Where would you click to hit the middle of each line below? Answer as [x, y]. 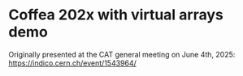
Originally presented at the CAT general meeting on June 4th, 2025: [122, 54]
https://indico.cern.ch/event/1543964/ [72, 63]
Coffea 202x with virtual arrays [116, 15]
